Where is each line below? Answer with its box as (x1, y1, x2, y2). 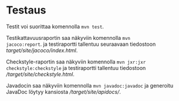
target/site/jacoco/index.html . (6, 46, 78, 53)
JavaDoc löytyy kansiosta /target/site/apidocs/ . (6, 88, 121, 95)
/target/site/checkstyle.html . (6, 70, 75, 78)
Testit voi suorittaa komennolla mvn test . (6, 23, 104, 30)
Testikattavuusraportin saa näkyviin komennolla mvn (6, 34, 131, 41)
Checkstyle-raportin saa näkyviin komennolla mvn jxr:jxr (6, 58, 146, 65)
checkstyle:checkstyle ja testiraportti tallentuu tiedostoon (6, 64, 146, 71)
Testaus (6, 4, 46, 17)
